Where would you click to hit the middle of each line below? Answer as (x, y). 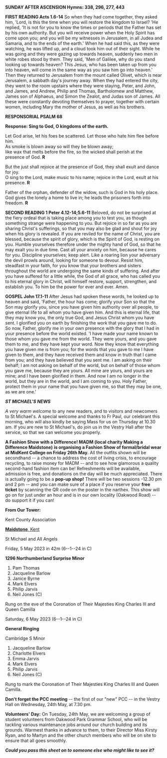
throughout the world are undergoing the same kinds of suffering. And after (83, 271)
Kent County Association (31, 520)
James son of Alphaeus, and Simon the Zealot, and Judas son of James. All (83, 96)
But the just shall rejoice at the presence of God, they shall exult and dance (82, 167)
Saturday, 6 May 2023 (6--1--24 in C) (44, 619)
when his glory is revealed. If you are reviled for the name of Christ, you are (83, 234)
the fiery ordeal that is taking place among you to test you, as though (76, 218)
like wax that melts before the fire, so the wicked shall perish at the (74, 152)
